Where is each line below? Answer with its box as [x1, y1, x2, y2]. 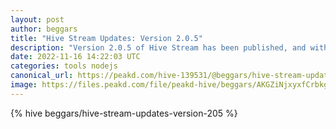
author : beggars [10, 24, 78, 34]
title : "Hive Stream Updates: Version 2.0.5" [10, 33, 203, 43]
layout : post [10, 14, 65, 25]
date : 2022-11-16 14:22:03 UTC [10, 52, 141, 62]
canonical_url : [10, 71, 74, 81]
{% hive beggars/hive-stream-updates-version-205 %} [10, 107, 238, 119]
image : [10, 80, 38, 90]
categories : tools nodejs [10, 61, 118, 71]
